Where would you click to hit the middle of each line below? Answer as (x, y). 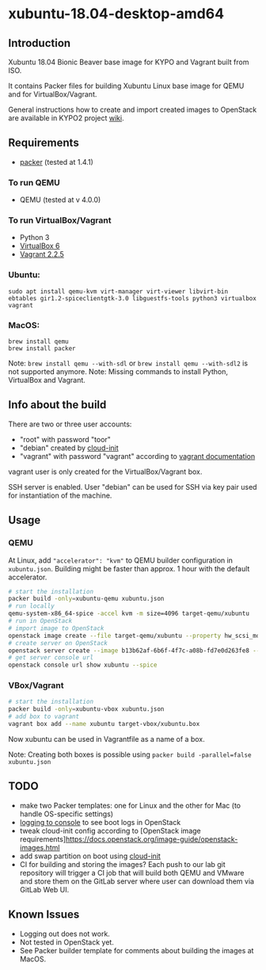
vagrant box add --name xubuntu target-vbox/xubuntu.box (104, 724)
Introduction (40, 43)
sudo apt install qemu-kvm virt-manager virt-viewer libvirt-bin (118, 291)
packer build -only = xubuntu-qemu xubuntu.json (86, 599)
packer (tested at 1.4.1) (56, 162)
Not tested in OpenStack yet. (67, 942)
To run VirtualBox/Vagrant (60, 220)
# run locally (32, 606)
